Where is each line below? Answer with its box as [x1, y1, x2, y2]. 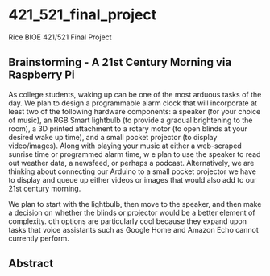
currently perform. [8, 233, 70, 243]
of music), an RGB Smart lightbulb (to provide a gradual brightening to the [8, 115, 253, 125]
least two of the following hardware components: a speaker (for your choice [8, 106, 261, 116]
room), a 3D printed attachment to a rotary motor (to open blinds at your [8, 123, 248, 134]
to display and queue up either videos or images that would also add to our [8, 175, 257, 184]
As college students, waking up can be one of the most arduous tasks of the [8, 89, 262, 99]
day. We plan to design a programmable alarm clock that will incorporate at [8, 98, 258, 108]
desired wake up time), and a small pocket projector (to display [8, 132, 218, 142]
